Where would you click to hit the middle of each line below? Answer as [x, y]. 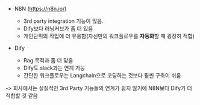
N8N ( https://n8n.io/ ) [40, 9]
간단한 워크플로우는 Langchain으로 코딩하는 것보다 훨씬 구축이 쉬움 [102, 75]
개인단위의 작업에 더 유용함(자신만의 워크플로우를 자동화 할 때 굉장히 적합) [109, 36]
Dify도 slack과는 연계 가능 [54, 68]
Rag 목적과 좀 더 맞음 [48, 60]
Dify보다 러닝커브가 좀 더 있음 [58, 28]
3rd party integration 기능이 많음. [63, 21]
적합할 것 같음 [22, 96]
